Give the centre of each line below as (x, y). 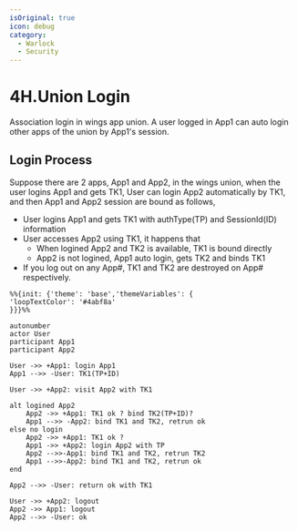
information (44, 229)
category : (28, 35)
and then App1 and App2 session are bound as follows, (113, 201)
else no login (36, 429)
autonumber (30, 326)
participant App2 (42, 350)
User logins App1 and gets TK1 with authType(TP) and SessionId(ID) (150, 219)
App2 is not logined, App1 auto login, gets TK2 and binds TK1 (151, 258)
